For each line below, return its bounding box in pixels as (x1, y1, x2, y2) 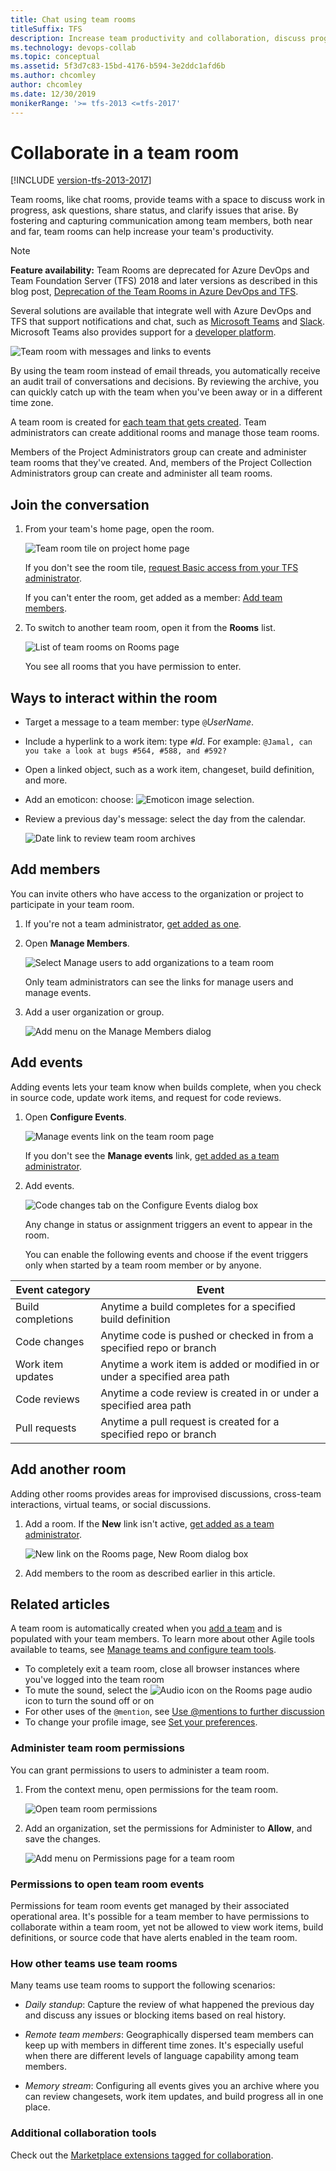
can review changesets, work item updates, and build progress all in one (24, 2091, 324, 2103)
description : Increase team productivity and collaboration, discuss (10, 33, 307, 43)
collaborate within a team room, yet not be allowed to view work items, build (10, 1921, 324, 1933)
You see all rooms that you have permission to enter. (24, 661, 242, 673)
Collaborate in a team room (10, 141, 240, 164)
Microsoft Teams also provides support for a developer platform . (10, 326, 277, 338)
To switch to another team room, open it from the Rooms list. (24, 622, 276, 634)
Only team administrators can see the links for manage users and (24, 976, 294, 988)
